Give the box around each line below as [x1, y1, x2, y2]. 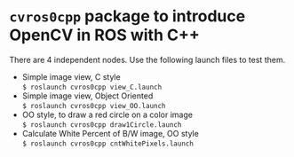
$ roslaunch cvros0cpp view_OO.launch [21, 101, 166, 110]
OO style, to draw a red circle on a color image [21, 109, 194, 120]
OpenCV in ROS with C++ [9, 25, 200, 45]
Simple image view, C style [21, 71, 122, 82]
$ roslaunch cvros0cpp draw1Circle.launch [21, 120, 182, 130]
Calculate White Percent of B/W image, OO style [21, 128, 200, 138]
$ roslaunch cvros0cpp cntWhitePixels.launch [21, 139, 194, 148]
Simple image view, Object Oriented [21, 90, 154, 101]
